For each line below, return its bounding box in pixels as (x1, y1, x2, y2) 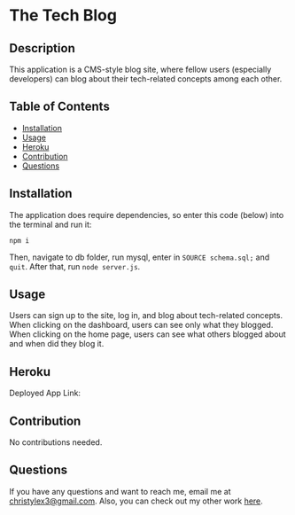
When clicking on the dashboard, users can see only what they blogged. (9, 320, 274, 331)
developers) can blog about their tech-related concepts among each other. (9, 74, 283, 84)
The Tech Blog (9, 5, 118, 26)
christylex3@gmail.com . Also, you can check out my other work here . (9, 495, 263, 506)
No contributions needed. (9, 437, 103, 448)
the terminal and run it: (9, 219, 92, 230)
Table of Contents (9, 99, 111, 114)
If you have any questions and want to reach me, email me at (9, 486, 231, 496)
